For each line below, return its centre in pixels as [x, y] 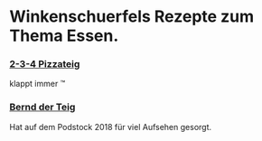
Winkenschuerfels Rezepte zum [132, 17]
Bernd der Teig [42, 108]
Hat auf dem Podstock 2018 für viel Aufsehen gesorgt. [111, 127]
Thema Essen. [64, 36]
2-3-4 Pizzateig [45, 64]
